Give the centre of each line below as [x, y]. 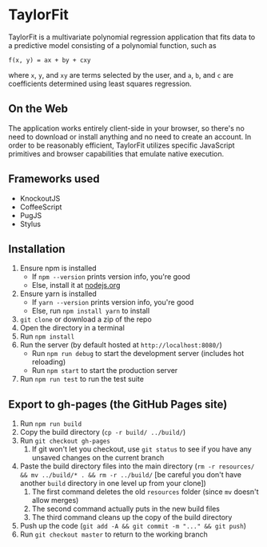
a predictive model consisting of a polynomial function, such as [113, 45]
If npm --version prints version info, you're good [111, 277]
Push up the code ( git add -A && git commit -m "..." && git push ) [133, 526]
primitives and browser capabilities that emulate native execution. [116, 153]
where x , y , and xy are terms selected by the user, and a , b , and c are [121, 75]
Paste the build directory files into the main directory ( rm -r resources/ [137, 466]
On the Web [38, 109]
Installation [37, 249]
